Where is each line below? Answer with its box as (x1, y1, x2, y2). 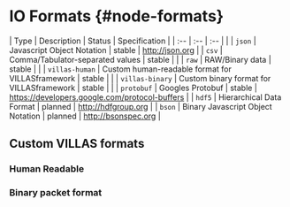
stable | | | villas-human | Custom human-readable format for (9, 64, 232, 74)
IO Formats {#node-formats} (9, 6, 224, 27)
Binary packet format (9, 187, 103, 199)
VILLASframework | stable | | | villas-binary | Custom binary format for (9, 73, 271, 83)
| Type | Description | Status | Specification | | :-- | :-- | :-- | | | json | (9, 35, 256, 46)
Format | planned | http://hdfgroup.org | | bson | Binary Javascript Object (9, 101, 272, 111)
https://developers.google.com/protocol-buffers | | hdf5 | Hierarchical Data (9, 91, 282, 103)
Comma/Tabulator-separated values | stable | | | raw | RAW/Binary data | (9, 54, 271, 65)
